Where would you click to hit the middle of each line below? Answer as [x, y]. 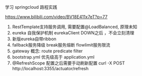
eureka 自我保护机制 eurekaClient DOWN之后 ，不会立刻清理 [73, 33]
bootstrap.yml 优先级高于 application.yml [53, 57]
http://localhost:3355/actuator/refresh [50, 68]
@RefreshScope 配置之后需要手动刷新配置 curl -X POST [69, 63]
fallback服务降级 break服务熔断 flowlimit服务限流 [61, 45]
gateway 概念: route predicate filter [47, 51]
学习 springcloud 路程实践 [31, 7]
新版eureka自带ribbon [34, 39]
